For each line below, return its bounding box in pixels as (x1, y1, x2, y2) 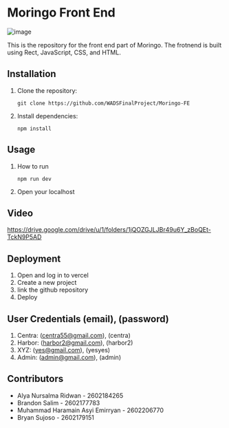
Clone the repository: (17, 86, 78, 94)
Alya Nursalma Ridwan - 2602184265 (17, 391, 124, 400)
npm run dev (17, 175, 52, 182)
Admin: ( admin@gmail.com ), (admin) (17, 353, 122, 361)
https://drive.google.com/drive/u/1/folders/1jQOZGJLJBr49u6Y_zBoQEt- (7, 226, 212, 234)
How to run (17, 162, 50, 170)
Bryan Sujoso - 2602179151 (17, 413, 94, 421)
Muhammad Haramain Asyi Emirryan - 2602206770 (17, 406, 164, 414)
